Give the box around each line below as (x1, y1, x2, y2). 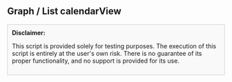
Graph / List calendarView (7, 6, 122, 17)
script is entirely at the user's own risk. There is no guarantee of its (12, 49, 202, 57)
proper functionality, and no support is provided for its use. (12, 57, 180, 65)
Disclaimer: (12, 28, 46, 37)
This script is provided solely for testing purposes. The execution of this (12, 41, 216, 50)
